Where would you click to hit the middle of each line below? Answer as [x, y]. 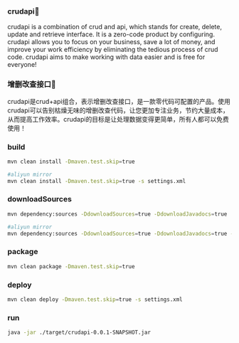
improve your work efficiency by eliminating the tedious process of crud [113, 50]
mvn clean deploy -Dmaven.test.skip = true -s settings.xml [95, 299]
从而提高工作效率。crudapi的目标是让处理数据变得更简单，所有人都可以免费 [118, 119]
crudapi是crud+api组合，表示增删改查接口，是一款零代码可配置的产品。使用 [119, 101]
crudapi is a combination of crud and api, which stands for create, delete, [115, 27]
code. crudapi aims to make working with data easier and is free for [106, 57]
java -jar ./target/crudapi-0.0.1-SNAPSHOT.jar [79, 333]
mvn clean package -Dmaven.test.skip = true [71, 266]
